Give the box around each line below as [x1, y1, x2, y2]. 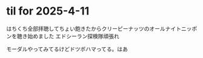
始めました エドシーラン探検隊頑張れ [27, 32, 119, 40]
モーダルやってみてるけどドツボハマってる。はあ [6, 45, 128, 53]
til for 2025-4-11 [6, 4, 90, 18]
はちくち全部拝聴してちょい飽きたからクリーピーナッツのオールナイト [6, 25, 182, 32]
